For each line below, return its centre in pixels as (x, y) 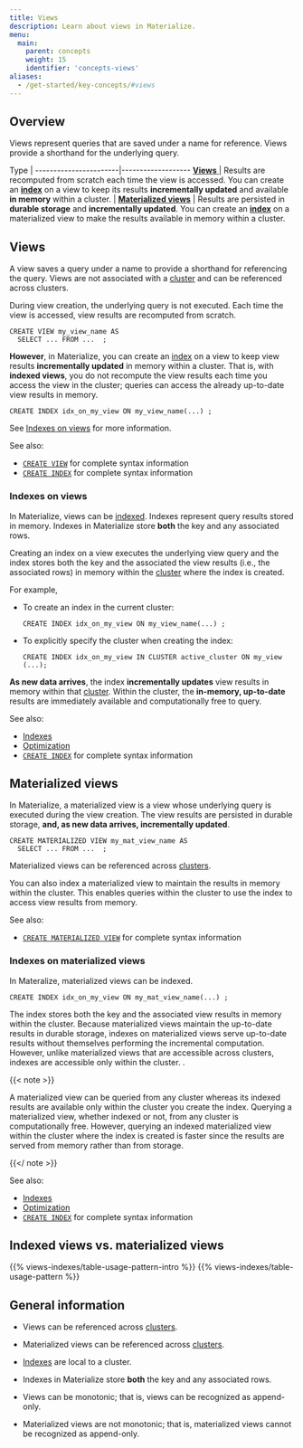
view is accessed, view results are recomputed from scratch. (123, 315)
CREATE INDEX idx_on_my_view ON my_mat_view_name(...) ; (119, 997)
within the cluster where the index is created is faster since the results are (147, 1135)
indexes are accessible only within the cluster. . (97, 1062)
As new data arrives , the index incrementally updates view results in (139, 681)
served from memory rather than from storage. (96, 1145)
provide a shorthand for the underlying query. (94, 153)
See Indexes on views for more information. (90, 428)
